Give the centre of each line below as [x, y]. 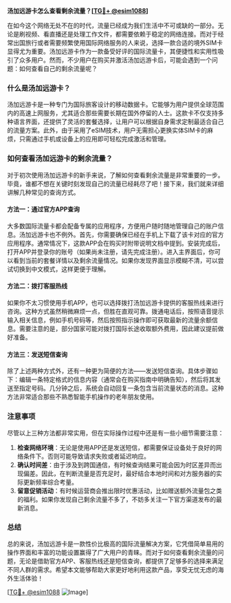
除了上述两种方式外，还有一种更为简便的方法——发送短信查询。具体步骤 [109, 371]
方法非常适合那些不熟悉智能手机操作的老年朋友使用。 [82, 397]
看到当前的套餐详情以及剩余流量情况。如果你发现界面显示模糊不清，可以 [115, 260]
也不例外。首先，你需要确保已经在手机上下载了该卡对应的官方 [136, 235]
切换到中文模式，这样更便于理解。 [61, 269]
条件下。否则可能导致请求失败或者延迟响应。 [86, 456]
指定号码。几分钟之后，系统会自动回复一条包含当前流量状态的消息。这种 [121, 388]
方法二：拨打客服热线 [37, 286]
